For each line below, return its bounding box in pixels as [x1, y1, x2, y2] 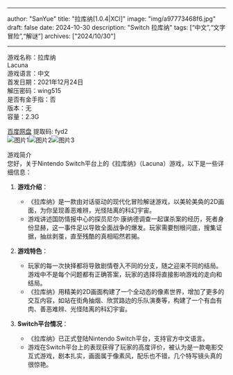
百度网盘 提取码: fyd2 [7, 128, 68, 135]
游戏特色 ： [17, 247, 49, 255]
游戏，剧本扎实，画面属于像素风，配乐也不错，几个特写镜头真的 [40, 351, 223, 360]
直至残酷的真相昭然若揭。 [70, 232, 144, 240]
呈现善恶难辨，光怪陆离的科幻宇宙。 [51, 206, 156, 214]
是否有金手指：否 [7, 95, 56, 103]
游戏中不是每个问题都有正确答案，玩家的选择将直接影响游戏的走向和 [27, 270, 223, 278]
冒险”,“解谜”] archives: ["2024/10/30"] [7, 32, 116, 40]
